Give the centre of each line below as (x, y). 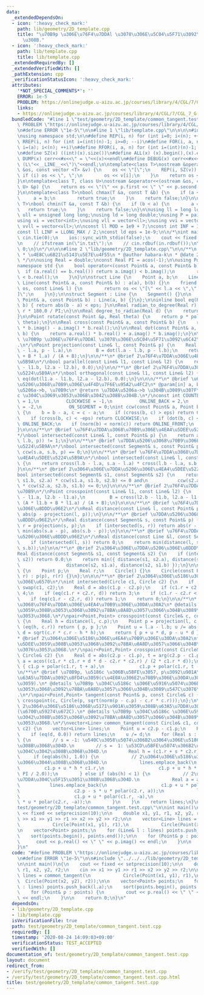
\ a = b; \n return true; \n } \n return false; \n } (103, 198)
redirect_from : (25, 966)
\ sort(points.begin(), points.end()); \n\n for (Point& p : (103, 836)
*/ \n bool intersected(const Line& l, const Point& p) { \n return (106, 435)
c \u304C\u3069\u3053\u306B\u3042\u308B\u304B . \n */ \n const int (99, 396)
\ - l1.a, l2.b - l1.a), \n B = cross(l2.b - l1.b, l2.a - (103, 497)
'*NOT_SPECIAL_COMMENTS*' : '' (56, 91)
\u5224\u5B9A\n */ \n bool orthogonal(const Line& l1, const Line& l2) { (108, 373)
